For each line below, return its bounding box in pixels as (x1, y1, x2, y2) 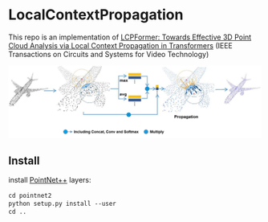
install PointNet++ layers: (8, 175, 91, 184)
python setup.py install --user (8, 199, 116, 208)
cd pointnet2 (8, 191, 52, 199)
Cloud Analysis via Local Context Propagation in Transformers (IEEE (8, 40, 233, 50)
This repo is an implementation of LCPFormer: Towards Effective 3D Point (8, 32, 252, 42)
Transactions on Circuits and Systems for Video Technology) (8, 49, 209, 59)
